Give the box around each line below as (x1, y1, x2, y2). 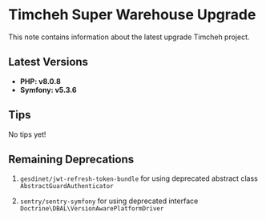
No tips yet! (8, 130, 46, 139)
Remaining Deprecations (8, 152, 135, 166)
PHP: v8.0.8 (19, 76, 62, 86)
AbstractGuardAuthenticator (19, 182, 114, 190)
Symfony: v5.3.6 (19, 85, 78, 94)
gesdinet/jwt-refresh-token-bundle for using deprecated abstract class (19, 174, 258, 183)
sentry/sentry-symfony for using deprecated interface (19, 196, 199, 206)
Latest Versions (8, 55, 89, 69)
